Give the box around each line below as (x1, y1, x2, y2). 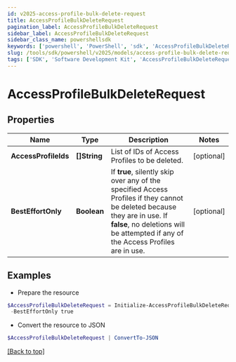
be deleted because (110, 201, 177, 211)
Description (129, 135, 169, 145)
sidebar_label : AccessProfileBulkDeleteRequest (7, 29, 150, 37)
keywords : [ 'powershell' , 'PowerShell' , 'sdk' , (7, 43, 150, 50)
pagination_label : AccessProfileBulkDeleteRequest (7, 23, 159, 30)
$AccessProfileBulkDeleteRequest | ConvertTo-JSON (7, 335, 159, 342)
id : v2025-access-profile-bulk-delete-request (7, 10, 146, 18)
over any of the (110, 175, 161, 185)
